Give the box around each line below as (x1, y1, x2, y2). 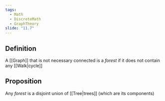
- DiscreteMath (9, 16, 41, 21)
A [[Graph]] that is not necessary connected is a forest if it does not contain (5, 57, 160, 63)
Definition (5, 44, 36, 53)
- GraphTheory (9, 21, 39, 26)
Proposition (5, 77, 42, 86)
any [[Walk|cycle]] (5, 63, 43, 69)
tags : (5, 7, 16, 12)
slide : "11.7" (5, 26, 35, 31)
